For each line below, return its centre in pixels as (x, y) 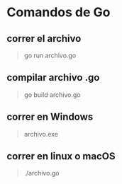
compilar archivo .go (53, 77)
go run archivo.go (50, 55)
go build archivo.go (52, 94)
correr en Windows (50, 117)
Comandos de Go (59, 12)
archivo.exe (41, 134)
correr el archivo (44, 39)
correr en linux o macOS (61, 156)
